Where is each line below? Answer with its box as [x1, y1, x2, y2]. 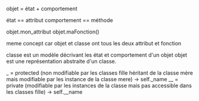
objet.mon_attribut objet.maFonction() [6, 28, 100, 35]
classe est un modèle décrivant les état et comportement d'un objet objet [6, 51, 188, 59]
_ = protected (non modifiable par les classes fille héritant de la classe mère [6, 69, 194, 76]
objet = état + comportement [6, 5, 78, 12]
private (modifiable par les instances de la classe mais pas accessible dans [6, 82, 192, 89]
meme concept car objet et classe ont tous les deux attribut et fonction [6, 40, 182, 47]
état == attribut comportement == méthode [6, 17, 113, 23]
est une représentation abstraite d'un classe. [6, 58, 117, 65]
